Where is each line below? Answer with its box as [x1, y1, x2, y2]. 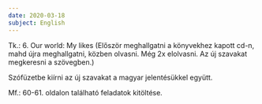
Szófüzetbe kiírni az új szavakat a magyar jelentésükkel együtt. [8, 72, 213, 82]
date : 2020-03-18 [8, 11, 65, 20]
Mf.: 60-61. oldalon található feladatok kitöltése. [8, 87, 163, 97]
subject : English [8, 19, 65, 27]
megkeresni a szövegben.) [8, 57, 95, 67]
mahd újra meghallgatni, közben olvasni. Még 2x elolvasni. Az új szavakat [8, 49, 248, 58]
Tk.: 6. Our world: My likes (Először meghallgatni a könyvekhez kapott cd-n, [8, 40, 255, 50]
